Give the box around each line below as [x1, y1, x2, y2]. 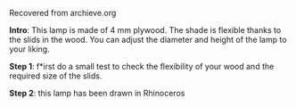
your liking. [9, 44, 51, 54]
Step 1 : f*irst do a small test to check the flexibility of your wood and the [9, 62, 275, 71]
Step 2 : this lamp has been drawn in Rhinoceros [9, 88, 185, 98]
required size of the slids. [9, 70, 103, 81]
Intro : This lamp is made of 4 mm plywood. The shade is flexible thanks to [9, 25, 282, 35]
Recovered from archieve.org [9, 8, 117, 18]
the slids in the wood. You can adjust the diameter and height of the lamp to [9, 35, 287, 45]
